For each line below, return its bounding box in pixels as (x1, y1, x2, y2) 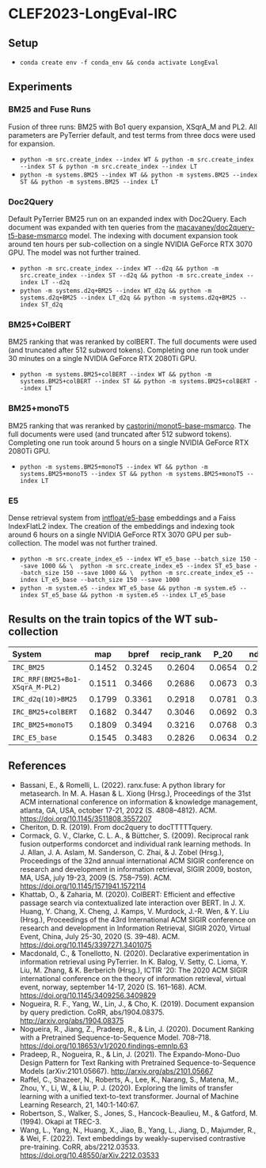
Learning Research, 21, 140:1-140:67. (19, 1100, 140, 1109)
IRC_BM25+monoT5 (12, 720, 74, 729)
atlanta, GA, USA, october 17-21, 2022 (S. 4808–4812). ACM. (19, 805, 218, 815)
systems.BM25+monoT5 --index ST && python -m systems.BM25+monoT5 (19, 470, 244, 477)
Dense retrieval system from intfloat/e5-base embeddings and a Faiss (8, 512, 236, 523)
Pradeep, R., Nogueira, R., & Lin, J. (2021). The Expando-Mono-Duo (19, 1049, 241, 1059)
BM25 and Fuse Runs (8, 104, 91, 115)
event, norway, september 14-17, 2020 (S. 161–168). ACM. (19, 982, 207, 991)
